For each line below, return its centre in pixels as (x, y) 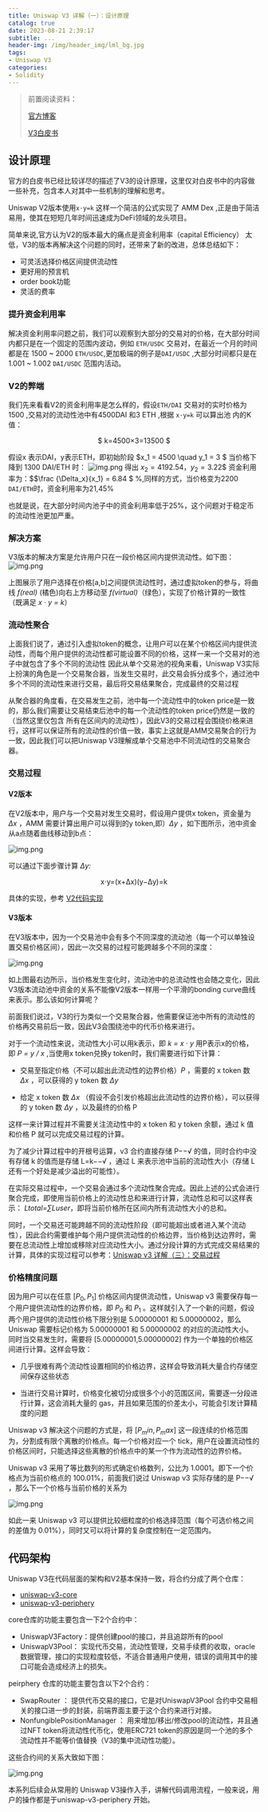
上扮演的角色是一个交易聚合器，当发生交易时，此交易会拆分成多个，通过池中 (134, 674)
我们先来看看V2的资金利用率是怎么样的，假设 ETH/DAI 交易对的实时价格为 (128, 405)
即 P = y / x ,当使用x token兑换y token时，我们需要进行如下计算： (116, 1053)
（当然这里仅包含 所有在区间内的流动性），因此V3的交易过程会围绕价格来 (128, 721)
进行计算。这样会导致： (53, 1349)
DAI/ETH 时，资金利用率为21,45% (61, 489)
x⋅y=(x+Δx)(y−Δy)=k (134, 881)
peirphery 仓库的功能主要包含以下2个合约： (80, 1683)
